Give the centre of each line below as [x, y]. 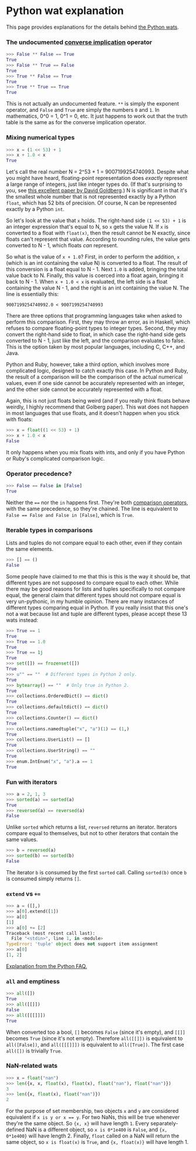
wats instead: [22, 620]
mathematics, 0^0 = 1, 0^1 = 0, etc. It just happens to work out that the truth [97, 116]
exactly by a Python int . [35, 209]
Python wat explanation [65, 11]
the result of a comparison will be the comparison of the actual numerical [94, 377]
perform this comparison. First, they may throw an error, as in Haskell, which [98, 322]
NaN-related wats [32, 1066]
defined [16, 1130]
